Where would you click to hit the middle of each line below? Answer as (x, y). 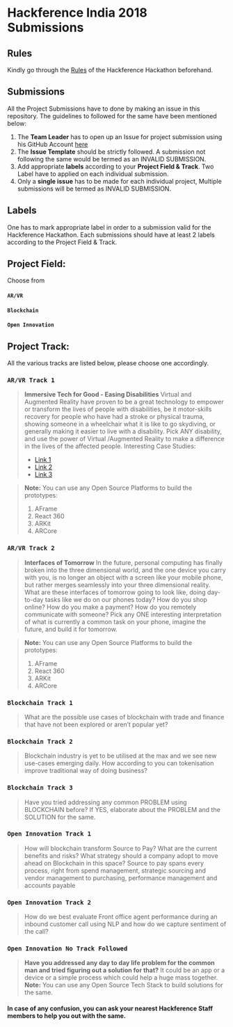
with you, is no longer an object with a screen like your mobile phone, (124, 577)
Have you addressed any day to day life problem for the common (119, 963)
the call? (36, 932)
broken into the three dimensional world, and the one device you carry (125, 570)
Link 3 (43, 475)
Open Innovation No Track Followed (67, 949)
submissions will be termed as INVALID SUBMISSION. (94, 189)
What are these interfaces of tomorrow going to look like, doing (115, 592)
